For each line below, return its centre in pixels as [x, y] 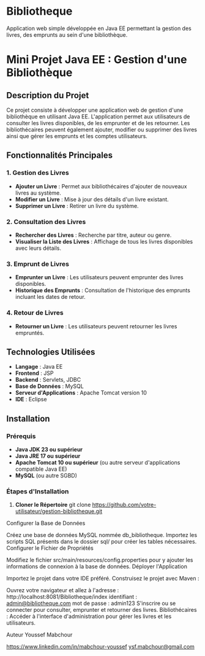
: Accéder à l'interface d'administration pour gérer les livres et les [89, 616]
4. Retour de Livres [35, 313]
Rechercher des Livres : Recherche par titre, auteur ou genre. [93, 235]
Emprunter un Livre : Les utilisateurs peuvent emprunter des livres [99, 277]
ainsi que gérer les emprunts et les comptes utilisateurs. [77, 136]
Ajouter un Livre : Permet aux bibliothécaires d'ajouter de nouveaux [101, 186]
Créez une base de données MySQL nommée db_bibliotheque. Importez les [102, 535]
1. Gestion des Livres [38, 173]
